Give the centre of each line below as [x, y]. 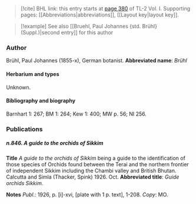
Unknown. [19, 87]
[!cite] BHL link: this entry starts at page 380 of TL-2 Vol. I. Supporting [105, 9]
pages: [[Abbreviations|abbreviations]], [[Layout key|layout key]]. [100, 15]
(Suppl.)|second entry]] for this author [67, 32]
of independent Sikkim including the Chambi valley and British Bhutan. [91, 170]
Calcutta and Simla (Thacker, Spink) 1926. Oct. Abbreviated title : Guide [93, 177]
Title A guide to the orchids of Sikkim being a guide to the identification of [96, 158]
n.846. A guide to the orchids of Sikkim [55, 143]
